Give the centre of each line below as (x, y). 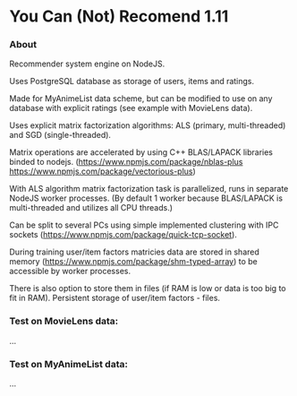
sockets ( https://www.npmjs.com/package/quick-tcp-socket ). (123, 235)
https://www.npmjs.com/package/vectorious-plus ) (103, 171)
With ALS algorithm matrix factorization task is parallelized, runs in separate (149, 189)
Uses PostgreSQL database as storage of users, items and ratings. (132, 82)
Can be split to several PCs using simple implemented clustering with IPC (144, 225)
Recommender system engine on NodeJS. (87, 64)
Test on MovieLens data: (64, 322)
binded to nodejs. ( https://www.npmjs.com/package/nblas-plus (126, 162)
